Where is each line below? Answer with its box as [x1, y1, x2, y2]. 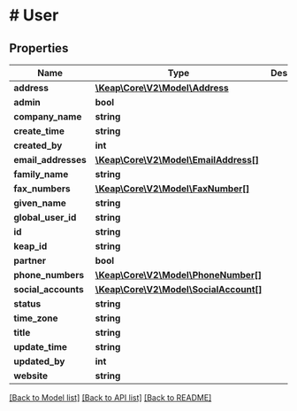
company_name [13, 111, 82, 122]
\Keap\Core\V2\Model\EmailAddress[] [95, 154, 259, 166]
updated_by [13, 355, 65, 368]
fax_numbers [13, 182, 71, 195]
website [13, 369, 49, 382]
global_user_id [13, 212, 77, 223]
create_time [13, 125, 65, 137]
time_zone [13, 312, 59, 324]
